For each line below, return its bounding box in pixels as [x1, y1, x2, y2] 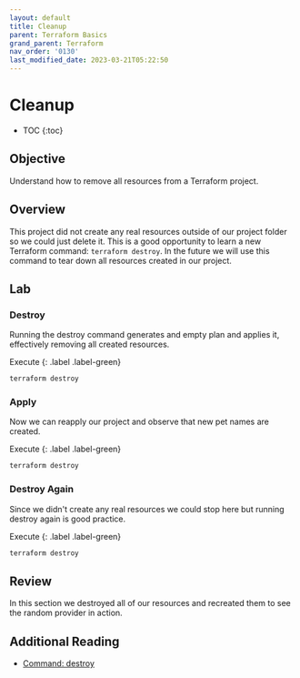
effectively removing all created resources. [9, 339, 170, 350]
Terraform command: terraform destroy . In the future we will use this [9, 245, 270, 256]
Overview [9, 202, 66, 218]
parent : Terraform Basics [9, 30, 107, 39]
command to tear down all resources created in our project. [9, 255, 232, 266]
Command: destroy [22, 658, 95, 669]
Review [9, 573, 53, 589]
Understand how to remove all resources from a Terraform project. [9, 175, 259, 187]
